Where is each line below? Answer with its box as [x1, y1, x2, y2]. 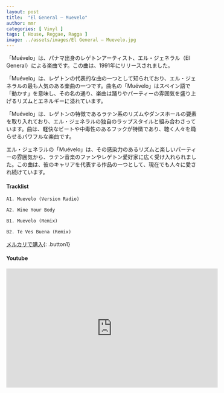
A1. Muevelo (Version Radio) [6, 196, 80, 203]
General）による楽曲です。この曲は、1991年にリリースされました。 [6, 62, 173, 69]
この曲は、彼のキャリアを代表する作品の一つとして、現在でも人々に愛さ [16, 161, 196, 168]
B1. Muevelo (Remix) [6, 218, 59, 224]
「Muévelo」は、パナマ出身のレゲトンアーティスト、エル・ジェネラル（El [6, 54, 190, 61]
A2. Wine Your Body [6, 207, 56, 213]
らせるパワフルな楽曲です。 [6, 133, 75, 140]
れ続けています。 [6, 169, 48, 175]
